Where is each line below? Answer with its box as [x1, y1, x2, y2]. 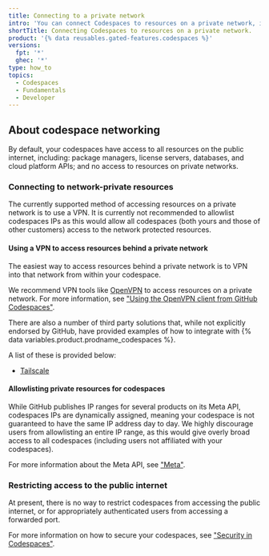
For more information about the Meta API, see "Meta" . [8, 459, 186, 469]
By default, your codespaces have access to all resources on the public [8, 145, 244, 154]
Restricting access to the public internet [8, 479, 168, 490]
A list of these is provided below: [8, 350, 117, 360]
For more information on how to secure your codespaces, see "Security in [8, 530, 253, 540]
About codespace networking [8, 123, 160, 137]
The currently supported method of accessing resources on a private [8, 199, 236, 209]
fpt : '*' [15, 49, 45, 57]
